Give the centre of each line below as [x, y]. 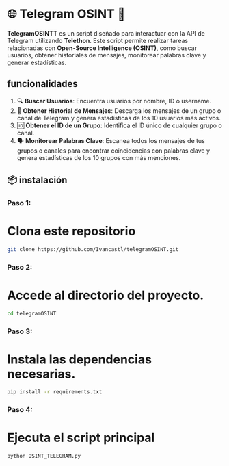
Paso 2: [20, 267]
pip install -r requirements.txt [55, 392]
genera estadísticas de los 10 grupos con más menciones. [99, 157]
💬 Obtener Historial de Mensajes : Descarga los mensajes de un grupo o [119, 111]
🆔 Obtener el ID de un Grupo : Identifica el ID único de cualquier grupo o [119, 125]
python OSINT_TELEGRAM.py [44, 456]
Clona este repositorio [71, 231]
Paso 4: [20, 410]
